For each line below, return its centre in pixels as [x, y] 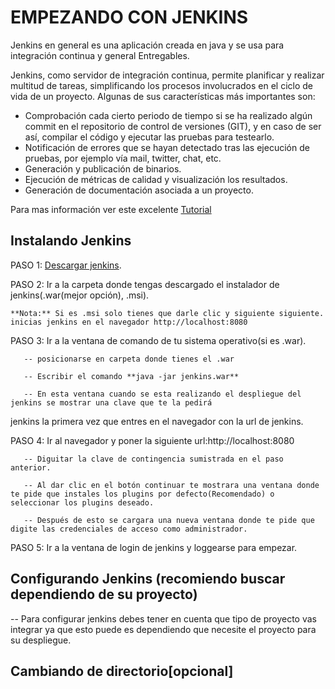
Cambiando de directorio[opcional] [122, 671]
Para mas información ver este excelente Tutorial [111, 209]
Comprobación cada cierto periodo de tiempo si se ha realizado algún [168, 115]
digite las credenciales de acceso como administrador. [129, 529]
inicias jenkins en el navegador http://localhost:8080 [129, 322]
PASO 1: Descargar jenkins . [66, 265]
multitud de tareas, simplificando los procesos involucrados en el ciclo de [161, 85]
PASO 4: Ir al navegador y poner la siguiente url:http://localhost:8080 [152, 440]
